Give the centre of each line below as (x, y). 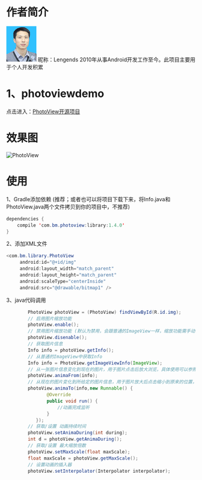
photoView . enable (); (54, 325)
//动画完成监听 (74, 407)
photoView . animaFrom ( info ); (63, 376)
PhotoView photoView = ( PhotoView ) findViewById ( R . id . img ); (105, 312)
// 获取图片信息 (45, 344)
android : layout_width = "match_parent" (67, 269)
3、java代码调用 (26, 300)
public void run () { (72, 401)
